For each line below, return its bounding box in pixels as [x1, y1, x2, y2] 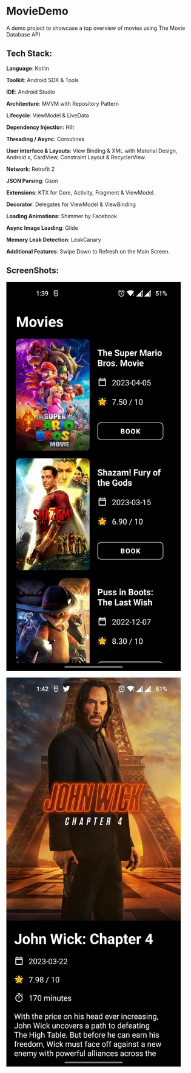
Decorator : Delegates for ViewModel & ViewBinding [6, 201, 136, 208]
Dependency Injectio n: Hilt [6, 123, 75, 131]
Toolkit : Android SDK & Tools [6, 76, 79, 83]
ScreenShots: [6, 266, 59, 276]
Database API [6, 30, 41, 38]
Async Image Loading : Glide [6, 224, 79, 232]
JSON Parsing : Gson [6, 177, 59, 184]
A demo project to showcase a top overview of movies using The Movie [6, 24, 186, 32]
